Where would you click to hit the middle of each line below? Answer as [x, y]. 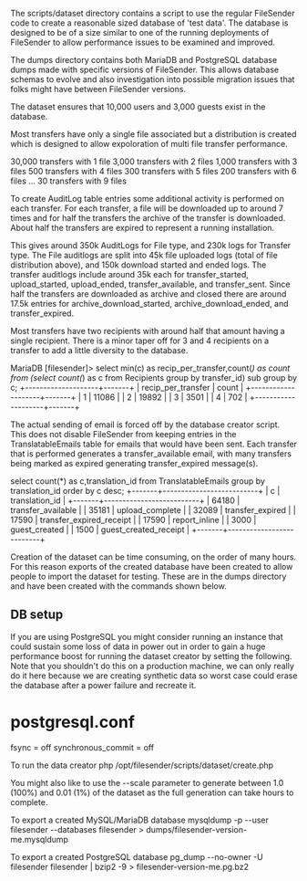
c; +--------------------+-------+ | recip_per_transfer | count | [127, 388]
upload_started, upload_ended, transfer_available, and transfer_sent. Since [150, 284]
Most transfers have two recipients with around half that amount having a [148, 331]
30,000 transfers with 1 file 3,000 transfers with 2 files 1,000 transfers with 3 [154, 162]
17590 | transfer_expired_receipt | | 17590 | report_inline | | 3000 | [133, 520]
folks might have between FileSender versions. [98, 89]
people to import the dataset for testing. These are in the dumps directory [148, 576]
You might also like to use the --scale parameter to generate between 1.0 [147, 782]
